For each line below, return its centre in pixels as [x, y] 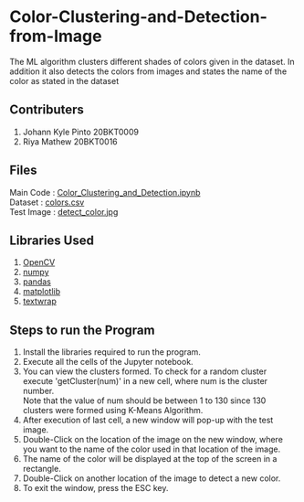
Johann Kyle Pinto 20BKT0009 [81, 132]
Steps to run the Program [82, 330]
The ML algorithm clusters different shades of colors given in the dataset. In [152, 61]
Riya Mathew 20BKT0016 [70, 141]
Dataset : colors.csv [47, 202]
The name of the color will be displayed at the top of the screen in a [150, 459]
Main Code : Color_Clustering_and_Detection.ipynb [105, 192]
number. [38, 391]
